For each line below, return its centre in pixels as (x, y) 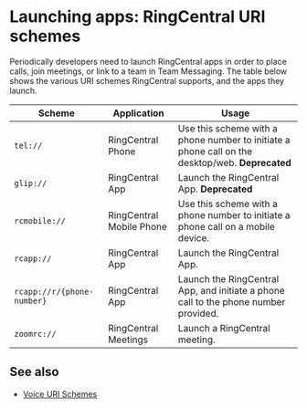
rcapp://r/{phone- (54, 291)
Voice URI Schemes (60, 393)
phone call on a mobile (227, 226)
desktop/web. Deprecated (235, 162)
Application (138, 113)
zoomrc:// (35, 334)
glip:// (31, 183)
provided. (198, 313)
